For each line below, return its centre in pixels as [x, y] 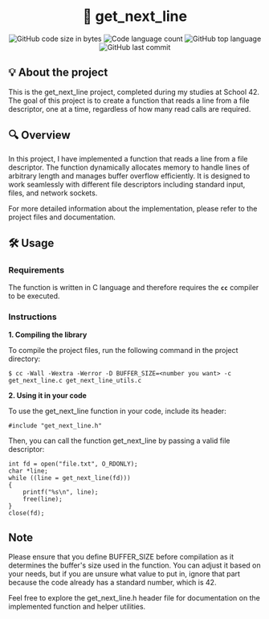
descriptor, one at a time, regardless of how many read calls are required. [130, 109]
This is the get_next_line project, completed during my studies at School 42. [134, 92]
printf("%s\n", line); [61, 492]
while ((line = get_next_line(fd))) [69, 478]
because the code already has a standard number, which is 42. [112, 583]
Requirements [37, 270]
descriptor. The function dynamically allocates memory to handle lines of [129, 167]
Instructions [33, 317]
